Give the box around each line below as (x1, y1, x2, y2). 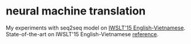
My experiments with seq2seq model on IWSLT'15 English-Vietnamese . (6, 24, 185, 31)
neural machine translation (6, 4, 146, 18)
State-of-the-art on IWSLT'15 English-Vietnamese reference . (6, 30, 159, 37)
